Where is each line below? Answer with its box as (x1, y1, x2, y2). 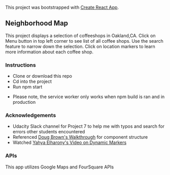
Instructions (5, 61, 37, 68)
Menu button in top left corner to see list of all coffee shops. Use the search (5, 38, 164, 44)
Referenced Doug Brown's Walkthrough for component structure (12, 134, 148, 140)
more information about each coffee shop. (5, 48, 94, 55)
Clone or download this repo (12, 73, 73, 79)
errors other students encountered (12, 129, 85, 135)
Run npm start (12, 84, 43, 90)
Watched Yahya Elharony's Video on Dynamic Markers (12, 139, 127, 145)
